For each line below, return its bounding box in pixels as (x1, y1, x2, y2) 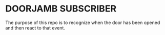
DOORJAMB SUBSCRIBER (5, 3, 117, 14)
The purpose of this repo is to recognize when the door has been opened (5, 19, 160, 25)
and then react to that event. (5, 24, 66, 30)
